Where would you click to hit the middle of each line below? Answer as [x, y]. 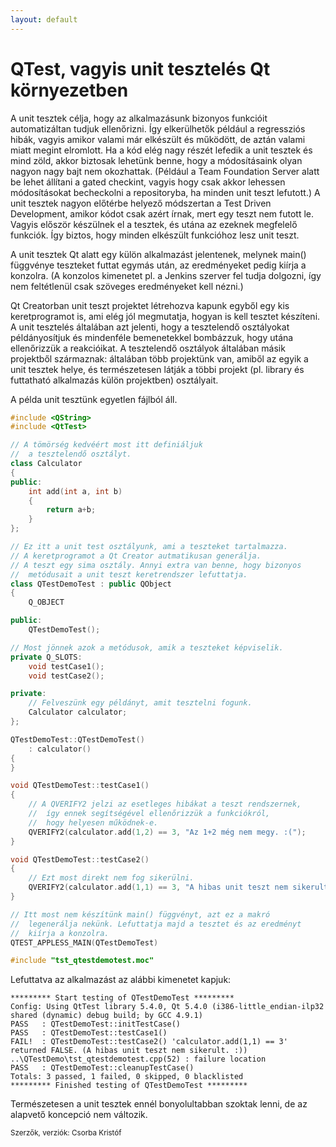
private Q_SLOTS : [46, 657]
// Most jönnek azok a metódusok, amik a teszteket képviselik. [147, 647]
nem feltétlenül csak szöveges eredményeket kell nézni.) [127, 286]
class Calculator [46, 464]
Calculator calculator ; [78, 712]
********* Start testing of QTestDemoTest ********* [122, 998]
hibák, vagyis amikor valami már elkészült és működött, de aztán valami [158, 139]
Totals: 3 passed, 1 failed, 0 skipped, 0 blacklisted [127, 1077]
